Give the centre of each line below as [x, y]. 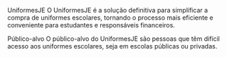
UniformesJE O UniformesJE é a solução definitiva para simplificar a [108, 10]
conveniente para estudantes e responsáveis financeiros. [91, 25]
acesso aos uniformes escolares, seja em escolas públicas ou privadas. [112, 46]
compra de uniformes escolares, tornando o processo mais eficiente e [110, 18]
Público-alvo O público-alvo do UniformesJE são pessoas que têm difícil [114, 39]
